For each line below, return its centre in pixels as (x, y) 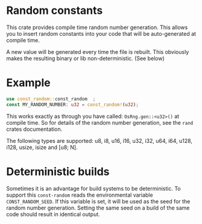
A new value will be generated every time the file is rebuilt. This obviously (98, 51)
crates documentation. (34, 129)
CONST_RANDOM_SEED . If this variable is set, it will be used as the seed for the (98, 201)
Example (28, 83)
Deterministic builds (58, 172)
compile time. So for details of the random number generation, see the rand (100, 122)
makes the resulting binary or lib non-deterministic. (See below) (85, 58)
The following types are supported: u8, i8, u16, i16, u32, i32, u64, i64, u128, (99, 140)
